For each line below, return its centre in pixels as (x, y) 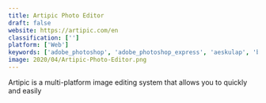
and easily (25, 90)
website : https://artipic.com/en (63, 30)
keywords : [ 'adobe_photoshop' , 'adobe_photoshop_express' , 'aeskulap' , (129, 52)
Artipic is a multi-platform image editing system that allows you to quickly (128, 82)
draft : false (30, 23)
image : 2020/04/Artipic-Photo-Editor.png (78, 60)
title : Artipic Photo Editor (56, 15)
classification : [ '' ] (44, 38)
